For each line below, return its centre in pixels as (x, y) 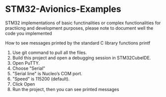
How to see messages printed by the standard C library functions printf (78, 43)
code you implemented (28, 33)
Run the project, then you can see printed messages (66, 89)
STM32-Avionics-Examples (63, 9)
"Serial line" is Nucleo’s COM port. (47, 73)
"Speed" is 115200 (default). (41, 79)
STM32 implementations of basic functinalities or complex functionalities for (83, 23)
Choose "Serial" (29, 68)
